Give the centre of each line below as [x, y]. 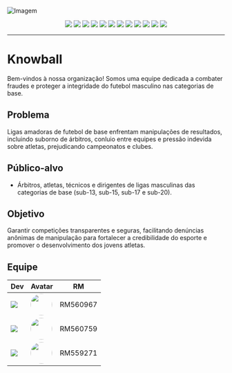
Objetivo [26, 213]
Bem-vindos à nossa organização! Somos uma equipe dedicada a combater [115, 78]
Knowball [35, 60]
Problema [28, 115]
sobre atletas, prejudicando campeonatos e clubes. [80, 146]
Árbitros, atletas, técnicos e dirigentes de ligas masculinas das [106, 185]
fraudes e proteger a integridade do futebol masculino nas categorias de [110, 86]
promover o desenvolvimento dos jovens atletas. [76, 245]
